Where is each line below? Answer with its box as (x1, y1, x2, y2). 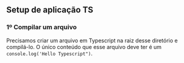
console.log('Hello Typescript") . (6, 50, 93, 57)
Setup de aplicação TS (6, 5, 93, 15)
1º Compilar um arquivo (6, 23, 77, 31)
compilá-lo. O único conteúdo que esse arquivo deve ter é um (6, 43, 162, 50)
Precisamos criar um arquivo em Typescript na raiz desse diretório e (6, 36, 178, 44)
